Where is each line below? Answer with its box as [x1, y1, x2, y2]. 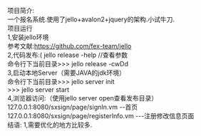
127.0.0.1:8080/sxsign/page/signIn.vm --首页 [7, 103, 138, 111]
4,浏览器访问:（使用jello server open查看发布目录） [7, 94, 158, 102]
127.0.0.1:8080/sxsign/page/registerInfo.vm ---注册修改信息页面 [7, 112, 195, 120]
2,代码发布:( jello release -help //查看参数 [7, 51, 128, 59]
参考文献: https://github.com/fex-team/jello [7, 42, 132, 50]
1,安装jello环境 [7, 33, 49, 41]
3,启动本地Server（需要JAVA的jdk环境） [7, 68, 126, 77]
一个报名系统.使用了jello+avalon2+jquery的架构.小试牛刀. [7, 15, 175, 23]
